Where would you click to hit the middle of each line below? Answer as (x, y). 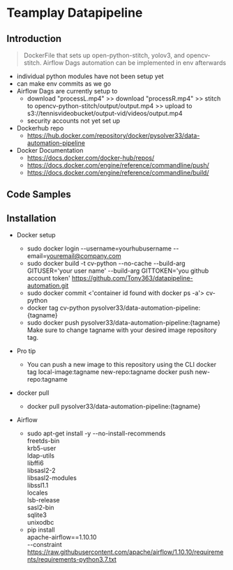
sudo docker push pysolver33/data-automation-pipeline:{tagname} (124, 323)
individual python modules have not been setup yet (90, 76)
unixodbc (40, 523)
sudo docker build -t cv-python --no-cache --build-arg (106, 264)
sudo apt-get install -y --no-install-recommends (96, 433)
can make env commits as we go (64, 84)
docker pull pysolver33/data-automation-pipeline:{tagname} (114, 407)
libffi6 (35, 463)
